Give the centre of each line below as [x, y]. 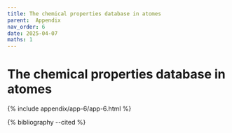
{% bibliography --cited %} [47, 122]
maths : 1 [20, 40]
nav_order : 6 [26, 27]
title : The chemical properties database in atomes [84, 14]
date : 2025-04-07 [33, 33]
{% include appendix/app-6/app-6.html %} [69, 108]
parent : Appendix [34, 20]
